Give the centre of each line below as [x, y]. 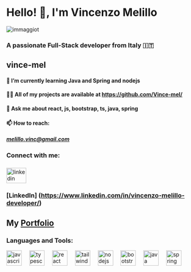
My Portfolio [30, 223]
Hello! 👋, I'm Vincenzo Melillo [82, 13]
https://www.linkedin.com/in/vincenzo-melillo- [113, 196]
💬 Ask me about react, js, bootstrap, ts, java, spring [72, 109]
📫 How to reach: [28, 123]
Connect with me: [33, 155]
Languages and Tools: [40, 240]
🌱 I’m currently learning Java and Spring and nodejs [73, 80]
